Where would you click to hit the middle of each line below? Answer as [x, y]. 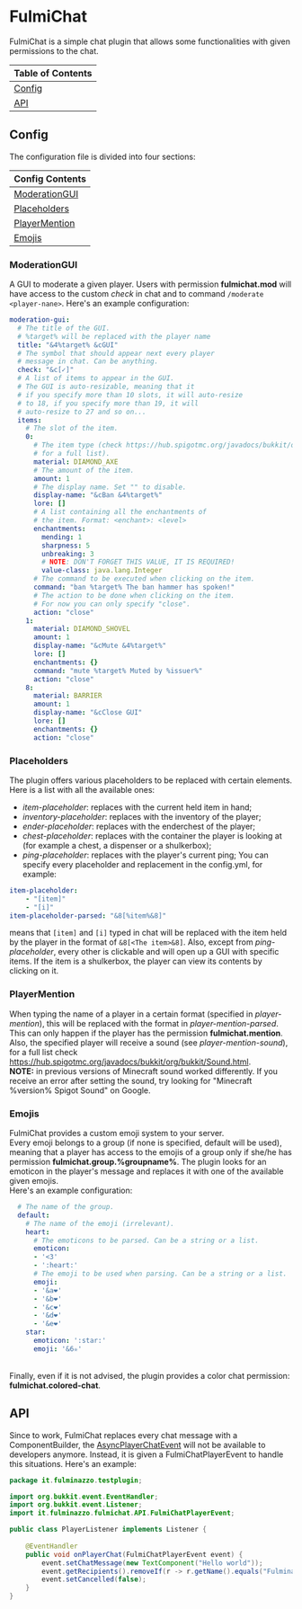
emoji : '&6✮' [58, 1349]
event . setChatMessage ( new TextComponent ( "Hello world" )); [152, 1563]
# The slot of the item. [72, 429]
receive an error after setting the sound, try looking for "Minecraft [131, 1080]
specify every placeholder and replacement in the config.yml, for [142, 864]
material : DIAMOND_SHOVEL [81, 629]
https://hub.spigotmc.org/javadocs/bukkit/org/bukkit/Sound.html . [130, 1062]
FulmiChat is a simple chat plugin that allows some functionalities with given [150, 41]
